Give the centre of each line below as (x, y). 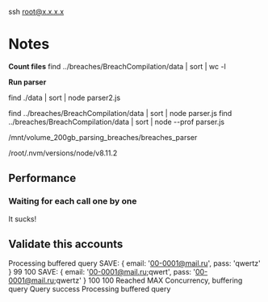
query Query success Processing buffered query (90, 289)
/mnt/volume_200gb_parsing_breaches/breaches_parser (103, 137)
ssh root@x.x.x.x (36, 12)
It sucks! (23, 219)
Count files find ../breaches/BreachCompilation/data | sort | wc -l (117, 66)
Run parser (27, 82)
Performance (42, 178)
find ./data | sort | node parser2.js (65, 97)
